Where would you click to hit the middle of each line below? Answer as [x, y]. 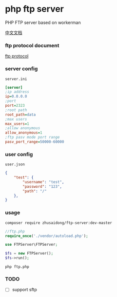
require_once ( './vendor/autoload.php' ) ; [47, 236]
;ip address [17, 92]
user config [19, 154]
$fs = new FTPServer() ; [29, 254]
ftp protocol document [32, 45]
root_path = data [20, 115]
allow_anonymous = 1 [24, 133]
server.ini [16, 79]
